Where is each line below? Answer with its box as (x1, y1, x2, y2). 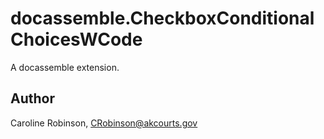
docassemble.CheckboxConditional (10, 7, 315, 30)
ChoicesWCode (10, 28, 143, 51)
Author (10, 90, 55, 107)
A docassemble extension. (10, 61, 120, 73)
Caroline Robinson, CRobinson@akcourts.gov (10, 117, 198, 129)
